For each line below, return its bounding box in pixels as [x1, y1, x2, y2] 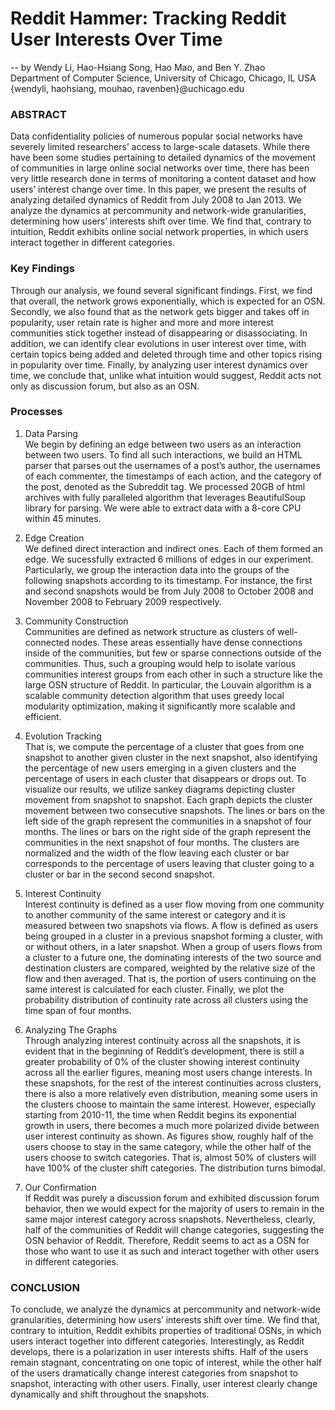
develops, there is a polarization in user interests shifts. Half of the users [10, 1346, 309, 1358]
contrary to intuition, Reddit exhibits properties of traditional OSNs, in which [10, 1325, 322, 1337]
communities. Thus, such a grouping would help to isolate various [24, 657, 297, 669]
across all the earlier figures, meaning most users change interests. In [24, 1066, 313, 1078]
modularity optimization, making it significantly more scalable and [24, 700, 296, 712]
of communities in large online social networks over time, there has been [10, 162, 310, 174]
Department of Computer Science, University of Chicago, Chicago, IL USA [10, 72, 317, 84]
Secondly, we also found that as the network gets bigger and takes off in [10, 305, 310, 317]
